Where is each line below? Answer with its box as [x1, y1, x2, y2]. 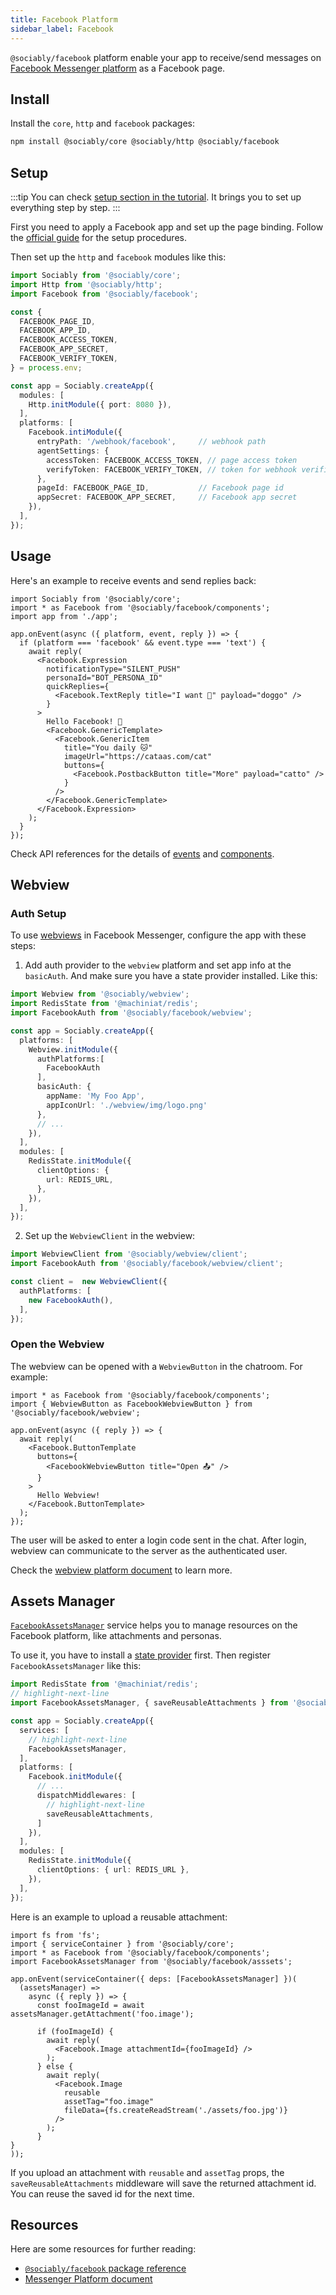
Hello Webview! [36, 1490, 101, 1500]
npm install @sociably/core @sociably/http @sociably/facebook [10, 137, 280, 147]
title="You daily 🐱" [63, 742, 153, 753]
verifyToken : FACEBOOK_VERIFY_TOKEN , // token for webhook [46, 464, 298, 475]
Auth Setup [10, 906, 67, 920]
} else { [36, 2061, 74, 2071]
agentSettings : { [36, 446, 110, 456]
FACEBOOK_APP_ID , [19, 326, 92, 336]
